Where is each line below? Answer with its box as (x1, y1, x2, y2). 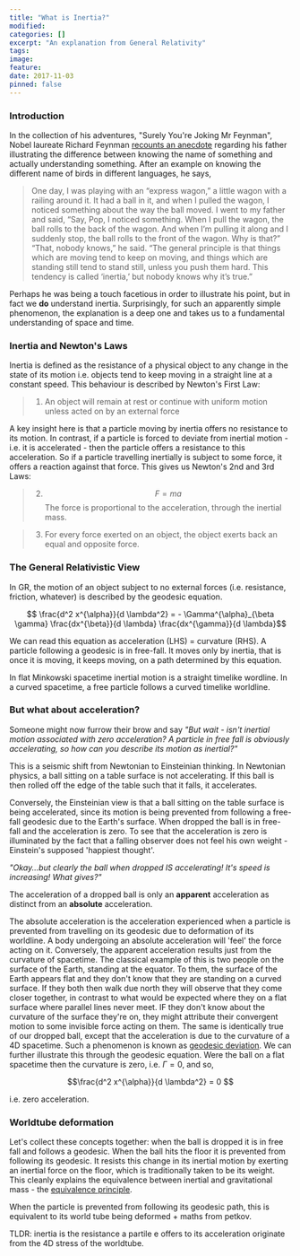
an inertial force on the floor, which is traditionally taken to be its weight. (9, 1165, 276, 1176)
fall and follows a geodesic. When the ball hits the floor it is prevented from (9, 1146, 287, 1157)
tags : (9, 47, 30, 56)
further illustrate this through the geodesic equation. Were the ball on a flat (9, 1049, 285, 1060)
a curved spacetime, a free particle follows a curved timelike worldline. (9, 681, 270, 692)
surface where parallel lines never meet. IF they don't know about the (9, 1001, 266, 1012)
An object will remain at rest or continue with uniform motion (44, 397, 269, 407)
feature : (9, 64, 42, 73)
